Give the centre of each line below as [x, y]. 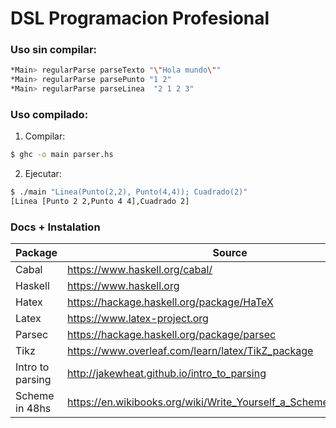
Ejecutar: [43, 174]
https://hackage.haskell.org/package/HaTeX [170, 302]
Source [230, 253]
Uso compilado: [49, 115]
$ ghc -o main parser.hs [62, 155]
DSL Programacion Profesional [140, 18]
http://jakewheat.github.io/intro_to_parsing [167, 374]
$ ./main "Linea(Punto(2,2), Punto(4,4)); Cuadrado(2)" [129, 192]
